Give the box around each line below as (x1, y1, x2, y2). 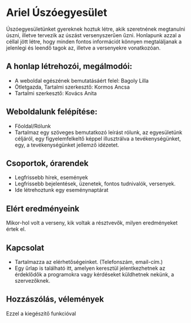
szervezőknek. (14, 278, 51, 284)
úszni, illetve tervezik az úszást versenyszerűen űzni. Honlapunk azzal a (6, 31, 181, 38)
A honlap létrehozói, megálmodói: (6, 61, 132, 71)
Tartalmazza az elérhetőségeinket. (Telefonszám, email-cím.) (14, 259, 163, 265)
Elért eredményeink (6, 204, 79, 214)
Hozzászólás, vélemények (6, 294, 104, 304)
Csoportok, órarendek (6, 158, 89, 168)
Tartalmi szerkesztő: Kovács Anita (14, 89, 97, 97)
